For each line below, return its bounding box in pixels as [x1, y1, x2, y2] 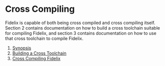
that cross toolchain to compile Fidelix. [5, 35, 84, 41]
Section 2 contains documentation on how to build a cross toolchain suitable [5, 25, 160, 31]
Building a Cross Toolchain [12, 50, 66, 56]
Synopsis [12, 45, 32, 51]
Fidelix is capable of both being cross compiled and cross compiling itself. [5, 20, 156, 26]
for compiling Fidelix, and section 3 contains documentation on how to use [5, 30, 157, 36]
